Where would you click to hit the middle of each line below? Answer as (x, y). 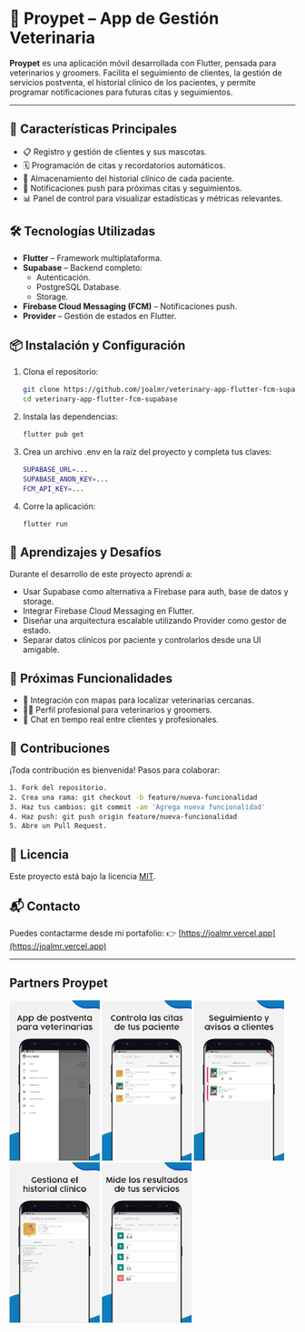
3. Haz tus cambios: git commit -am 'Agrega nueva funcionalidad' (138, 807)
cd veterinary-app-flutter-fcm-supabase (100, 399)
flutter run (45, 524)
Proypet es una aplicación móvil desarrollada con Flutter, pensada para (143, 63)
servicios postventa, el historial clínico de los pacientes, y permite (133, 82)
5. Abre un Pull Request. (58, 826)
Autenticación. (63, 277)
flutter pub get (53, 435)
